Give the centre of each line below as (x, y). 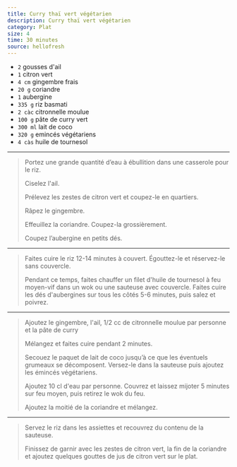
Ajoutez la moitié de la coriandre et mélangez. (91, 407)
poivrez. (36, 302)
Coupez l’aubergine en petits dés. (73, 238)
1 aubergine (35, 97)
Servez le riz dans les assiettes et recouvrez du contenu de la (114, 427)
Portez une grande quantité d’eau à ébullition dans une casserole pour (127, 162)
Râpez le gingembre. (55, 211)
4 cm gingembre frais (48, 82)
